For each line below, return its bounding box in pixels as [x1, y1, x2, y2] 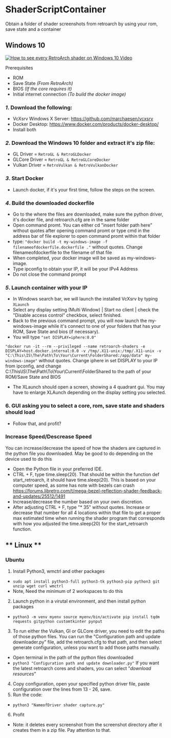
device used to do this [5, 455, 52, 462]
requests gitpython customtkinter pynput [12, 619, 102, 624]
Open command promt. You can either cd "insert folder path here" [12, 222, 153, 228]
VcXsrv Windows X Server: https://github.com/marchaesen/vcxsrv [12, 116, 154, 122]
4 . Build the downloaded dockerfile [5, 199, 95, 206]
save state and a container [5, 26, 61, 32]
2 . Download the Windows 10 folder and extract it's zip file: [5, 139, 155, 146]
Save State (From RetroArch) [12, 80, 73, 86]
